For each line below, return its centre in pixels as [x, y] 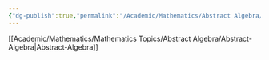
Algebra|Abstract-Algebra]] [53, 47]
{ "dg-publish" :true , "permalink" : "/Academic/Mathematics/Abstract [119, 16]
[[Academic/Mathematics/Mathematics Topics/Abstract [100, 38]
